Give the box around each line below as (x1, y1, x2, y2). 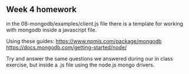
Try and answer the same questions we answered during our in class (6, 55, 174, 62)
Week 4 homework (6, 5, 77, 15)
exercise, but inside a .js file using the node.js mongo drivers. (6, 61, 155, 68)
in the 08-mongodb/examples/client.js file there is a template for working (6, 20, 184, 27)
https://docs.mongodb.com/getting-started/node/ (6, 44, 127, 51)
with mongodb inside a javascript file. (6, 26, 97, 33)
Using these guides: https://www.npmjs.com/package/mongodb (6, 37, 162, 44)
